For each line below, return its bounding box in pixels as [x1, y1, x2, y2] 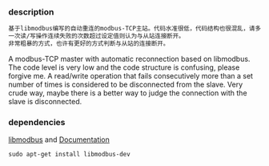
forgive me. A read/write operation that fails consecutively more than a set [8, 71, 254, 80]
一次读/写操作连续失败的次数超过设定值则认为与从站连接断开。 [8, 32, 185, 40]
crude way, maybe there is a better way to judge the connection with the [8, 87, 247, 98]
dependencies [8, 116, 66, 128]
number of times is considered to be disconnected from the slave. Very [8, 79, 243, 89]
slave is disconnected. [8, 96, 82, 106]
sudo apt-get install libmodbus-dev [8, 151, 130, 159]
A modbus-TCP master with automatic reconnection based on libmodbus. [8, 54, 251, 63]
